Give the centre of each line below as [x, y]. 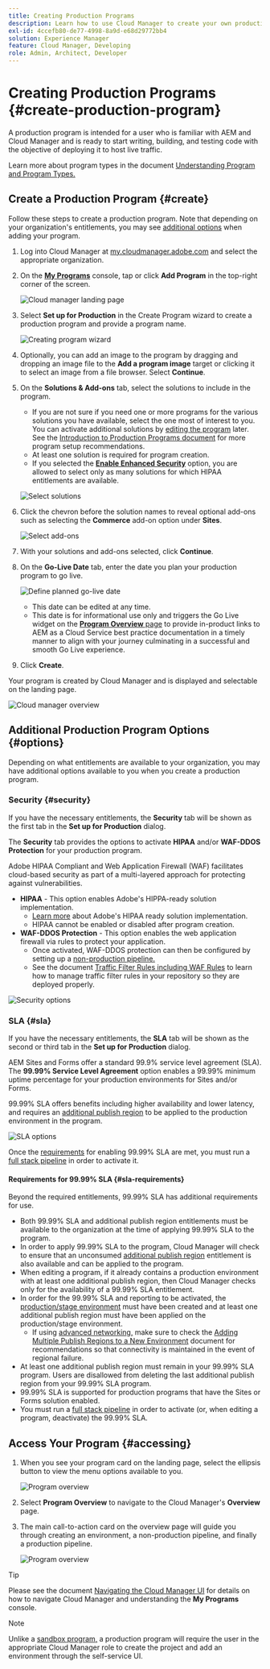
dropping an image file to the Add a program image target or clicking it [137, 363]
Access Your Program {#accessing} [100, 1443]
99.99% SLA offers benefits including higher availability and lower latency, [131, 1104]
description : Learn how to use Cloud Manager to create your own [120, 23]
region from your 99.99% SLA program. [86, 1384]
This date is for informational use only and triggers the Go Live [135, 615]
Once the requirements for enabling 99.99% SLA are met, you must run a [129, 1152]
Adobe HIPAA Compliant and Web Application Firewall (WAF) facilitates [126, 866]
